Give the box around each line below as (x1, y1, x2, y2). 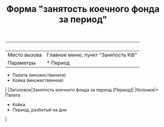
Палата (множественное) (12, 72, 66, 78)
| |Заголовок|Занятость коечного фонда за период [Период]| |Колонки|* (5, 87, 159, 93)
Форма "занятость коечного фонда (6, 3, 160, 15)
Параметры (7, 60, 36, 66)
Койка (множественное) (12, 77, 64, 83)
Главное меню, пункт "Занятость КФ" (46, 52, 137, 59)
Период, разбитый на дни (12, 107, 67, 113)
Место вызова (7, 52, 42, 59)
